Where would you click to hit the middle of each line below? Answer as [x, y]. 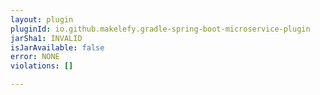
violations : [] [42, 66]
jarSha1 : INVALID [46, 38]
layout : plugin [42, 19]
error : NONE [35, 57]
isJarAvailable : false [57, 47]
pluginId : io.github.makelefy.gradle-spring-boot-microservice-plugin [160, 29]
